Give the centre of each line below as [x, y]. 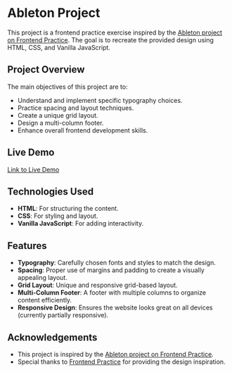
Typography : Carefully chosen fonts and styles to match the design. [116, 263]
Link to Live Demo [33, 169]
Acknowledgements [52, 337]
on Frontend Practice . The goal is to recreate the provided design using [111, 39]
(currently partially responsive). [63, 315]
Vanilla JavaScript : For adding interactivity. [80, 224]
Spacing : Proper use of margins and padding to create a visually [111, 270]
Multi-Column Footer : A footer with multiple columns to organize [111, 293]
